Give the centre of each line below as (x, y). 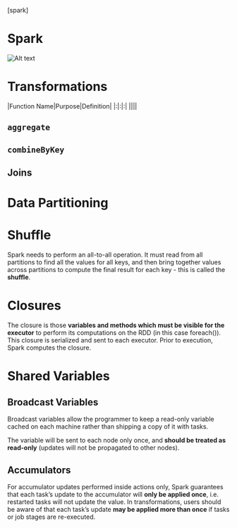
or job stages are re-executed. (51, 517)
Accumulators (39, 470)
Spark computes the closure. (49, 348)
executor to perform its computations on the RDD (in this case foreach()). (114, 333)
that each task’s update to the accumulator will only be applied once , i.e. (113, 494)
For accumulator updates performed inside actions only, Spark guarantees (115, 486)
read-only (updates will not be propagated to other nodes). (93, 448)
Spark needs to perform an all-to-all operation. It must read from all (105, 255)
